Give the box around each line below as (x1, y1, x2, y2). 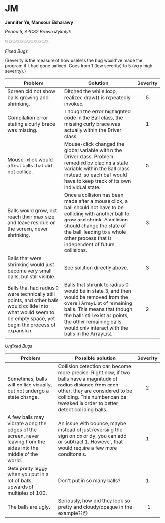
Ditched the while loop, (64, 88, 117, 95)
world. (7, 457, 22, 464)
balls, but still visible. (7, 273, 55, 280)
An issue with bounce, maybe (58, 420, 127, 427)
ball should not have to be (64, 204, 124, 211)
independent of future (64, 241, 115, 248)
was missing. (7, 126, 38, 133)
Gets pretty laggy (7, 465, 48, 471)
